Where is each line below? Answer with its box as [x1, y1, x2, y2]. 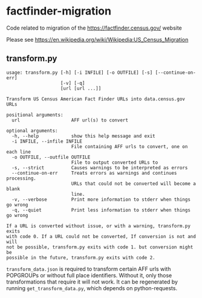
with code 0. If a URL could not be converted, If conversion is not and [6, 233, 197, 239]
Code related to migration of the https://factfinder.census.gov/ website [6, 24, 183, 31]
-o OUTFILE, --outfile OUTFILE [11, 154, 91, 160]
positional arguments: [6, 112, 64, 118]
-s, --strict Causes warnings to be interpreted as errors [11, 164, 188, 170]
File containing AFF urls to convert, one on [71, 143, 188, 149]
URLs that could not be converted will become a [71, 180, 197, 187]
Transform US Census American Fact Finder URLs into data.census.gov [6, 96, 186, 102]
